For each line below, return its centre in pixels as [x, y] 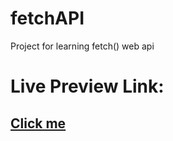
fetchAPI [47, 18]
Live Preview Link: [87, 86]
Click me [38, 123]
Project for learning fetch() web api [82, 46]
